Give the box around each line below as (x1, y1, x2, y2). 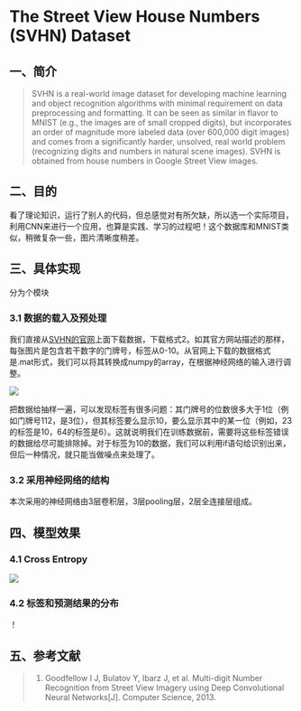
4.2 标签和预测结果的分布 (9, 596, 119, 609)
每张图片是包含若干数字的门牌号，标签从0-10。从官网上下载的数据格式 (9, 345, 271, 356)
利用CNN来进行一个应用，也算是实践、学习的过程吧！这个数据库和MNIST (9, 220, 282, 231)
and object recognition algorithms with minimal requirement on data (31, 98, 284, 108)
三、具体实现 (9, 261, 81, 276)
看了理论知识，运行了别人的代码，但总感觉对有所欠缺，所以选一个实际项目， (9, 210, 294, 220)
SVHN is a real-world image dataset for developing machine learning (31, 89, 287, 98)
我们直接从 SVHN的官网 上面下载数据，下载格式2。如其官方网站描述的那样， (9, 333, 290, 344)
